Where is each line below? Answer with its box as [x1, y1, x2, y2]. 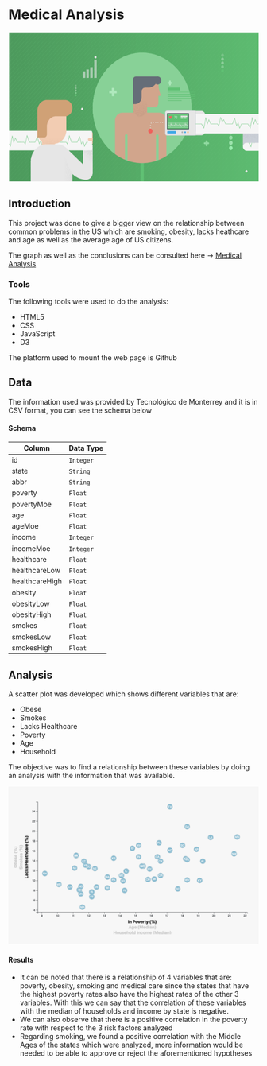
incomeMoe [11, 543, 51, 553]
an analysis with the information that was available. [8, 771, 176, 781]
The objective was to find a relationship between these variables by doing [8, 762, 250, 772]
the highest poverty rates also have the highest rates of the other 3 [19, 990, 239, 999]
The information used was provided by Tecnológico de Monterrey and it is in [8, 397, 258, 406]
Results [8, 955, 34, 964]
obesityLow [11, 599, 50, 608]
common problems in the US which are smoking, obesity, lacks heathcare [8, 227, 250, 236]
